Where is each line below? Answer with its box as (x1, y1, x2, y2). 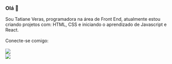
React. (5, 27, 19, 33)
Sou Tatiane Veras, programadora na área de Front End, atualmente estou (5, 16, 161, 22)
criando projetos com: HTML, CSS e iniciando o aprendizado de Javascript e (5, 21, 167, 27)
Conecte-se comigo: (5, 38, 49, 44)
